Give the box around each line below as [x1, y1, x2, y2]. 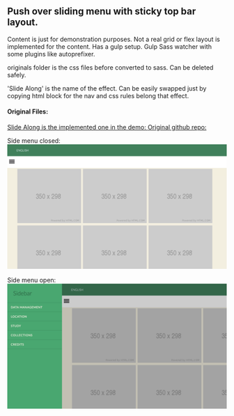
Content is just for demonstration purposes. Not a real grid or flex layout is [7, 35, 221, 43]
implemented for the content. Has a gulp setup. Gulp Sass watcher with [7, 42, 212, 51]
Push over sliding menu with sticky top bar [7, 6, 196, 17]
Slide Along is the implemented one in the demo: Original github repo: [7, 123, 207, 132]
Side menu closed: [7, 137, 61, 145]
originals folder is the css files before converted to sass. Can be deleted [7, 63, 214, 72]
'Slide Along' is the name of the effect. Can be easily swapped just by [7, 84, 207, 93]
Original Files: [7, 107, 49, 116]
